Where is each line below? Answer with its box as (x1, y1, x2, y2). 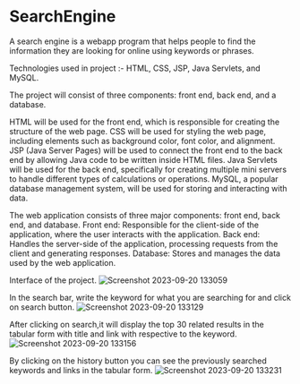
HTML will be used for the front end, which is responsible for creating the (9, 116, 280, 127)
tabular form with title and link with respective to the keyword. (9, 329, 237, 339)
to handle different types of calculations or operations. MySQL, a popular (9, 173, 279, 184)
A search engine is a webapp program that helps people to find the (9, 36, 256, 47)
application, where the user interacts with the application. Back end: (9, 228, 261, 239)
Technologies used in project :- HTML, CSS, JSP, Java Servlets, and (9, 63, 261, 73)
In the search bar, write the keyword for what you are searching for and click (9, 292, 291, 303)
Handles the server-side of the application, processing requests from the (9, 238, 279, 249)
